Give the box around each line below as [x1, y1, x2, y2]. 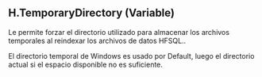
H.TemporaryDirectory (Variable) [8, 6, 175, 20]
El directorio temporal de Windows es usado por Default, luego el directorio [8, 51, 255, 60]
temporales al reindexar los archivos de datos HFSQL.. [8, 36, 187, 45]
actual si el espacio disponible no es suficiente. [8, 60, 163, 69]
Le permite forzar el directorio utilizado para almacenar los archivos [8, 27, 230, 37]
